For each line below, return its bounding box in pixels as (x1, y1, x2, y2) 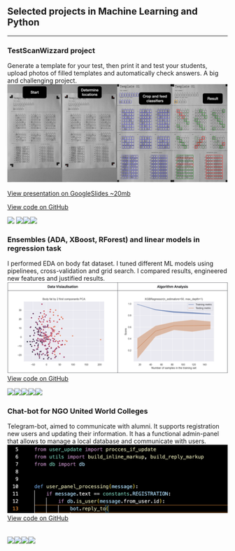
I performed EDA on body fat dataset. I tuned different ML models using (7, 259, 214, 268)
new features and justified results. (7, 274, 106, 283)
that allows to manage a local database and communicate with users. (7, 437, 206, 445)
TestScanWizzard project (7, 46, 96, 55)
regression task (7, 243, 62, 253)
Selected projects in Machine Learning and (7, 6, 198, 18)
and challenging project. (7, 76, 77, 85)
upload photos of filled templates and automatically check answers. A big (7, 69, 219, 78)
